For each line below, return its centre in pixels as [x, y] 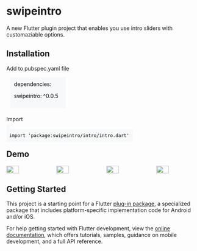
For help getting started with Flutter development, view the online [88, 228]
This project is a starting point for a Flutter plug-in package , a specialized [99, 204]
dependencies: [33, 84]
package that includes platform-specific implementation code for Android [99, 210]
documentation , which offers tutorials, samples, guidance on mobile [91, 235]
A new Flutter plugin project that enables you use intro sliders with [89, 28]
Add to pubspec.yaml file [38, 68]
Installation [28, 54]
